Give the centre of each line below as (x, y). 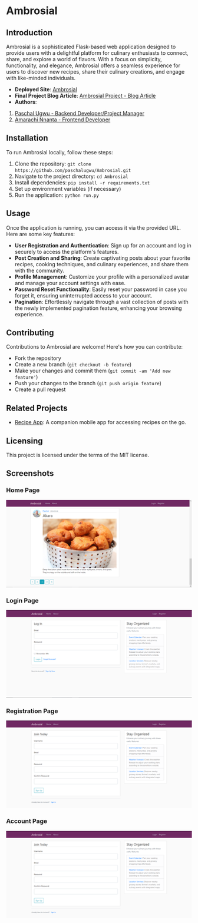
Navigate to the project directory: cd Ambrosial (71, 176)
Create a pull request (40, 389)
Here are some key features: (41, 234)
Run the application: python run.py (57, 195)
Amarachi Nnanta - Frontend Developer (62, 120)
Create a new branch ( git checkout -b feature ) (73, 365)
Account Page (27, 821)
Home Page (23, 490)
